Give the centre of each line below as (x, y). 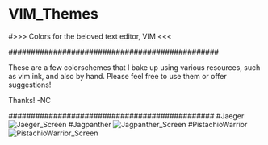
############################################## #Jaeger (126, 116)
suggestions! (30, 85)
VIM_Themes (53, 14)
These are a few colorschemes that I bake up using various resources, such (134, 67)
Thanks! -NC (29, 100)
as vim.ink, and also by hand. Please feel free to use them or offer (118, 76)
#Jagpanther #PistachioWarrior (158, 124)
